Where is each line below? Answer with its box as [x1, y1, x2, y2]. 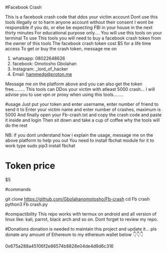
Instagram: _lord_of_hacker [12, 66, 68, 72]
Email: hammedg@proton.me [12, 71, 72, 77]
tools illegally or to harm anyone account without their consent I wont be [5, 19, 154, 25]
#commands [5, 186, 31, 192]
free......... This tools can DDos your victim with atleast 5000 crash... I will [5, 86, 156, 92]
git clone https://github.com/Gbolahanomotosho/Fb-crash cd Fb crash [5, 196, 150, 202]
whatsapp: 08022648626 [12, 55, 65, 61]
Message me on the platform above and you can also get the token [5, 81, 143, 87]
